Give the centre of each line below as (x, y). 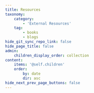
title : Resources (23, 10)
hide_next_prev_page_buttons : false (43, 83)
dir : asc (32, 78)
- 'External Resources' (47, 23)
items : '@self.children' (39, 64)
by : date (32, 74)
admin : (12, 51)
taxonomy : (15, 14)
